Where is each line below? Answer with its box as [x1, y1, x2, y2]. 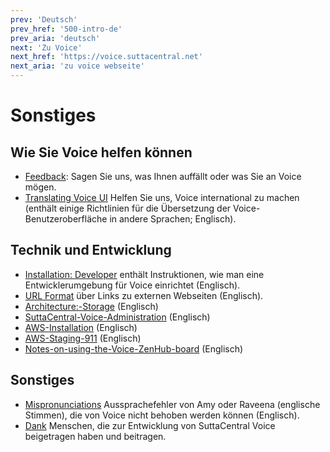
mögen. [24, 181, 57, 193]
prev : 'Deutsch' [10, 14, 78, 25]
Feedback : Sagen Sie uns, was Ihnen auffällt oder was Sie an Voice [24, 171, 302, 182]
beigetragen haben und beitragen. [24, 430, 167, 442]
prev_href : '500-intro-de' [10, 24, 123, 34]
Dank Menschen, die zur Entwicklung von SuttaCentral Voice [24, 419, 276, 431]
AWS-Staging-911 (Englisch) [24, 332, 142, 344]
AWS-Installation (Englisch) [24, 321, 138, 333]
